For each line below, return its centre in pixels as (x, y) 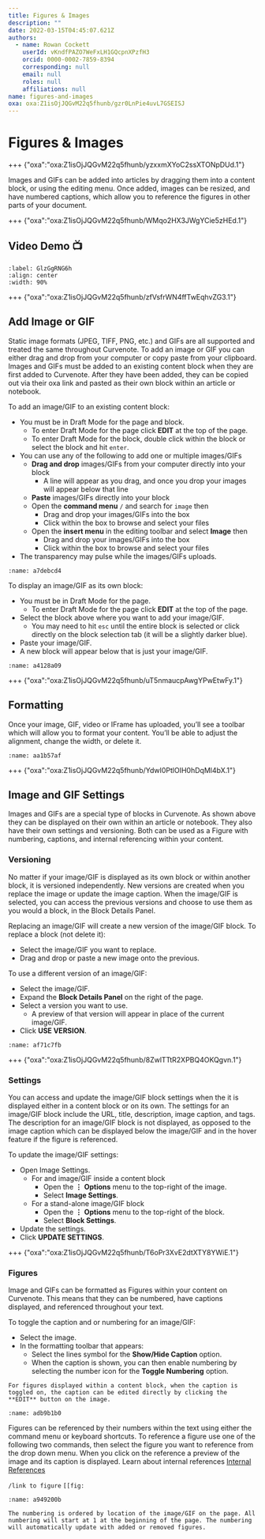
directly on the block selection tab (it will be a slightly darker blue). (139, 634)
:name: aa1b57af (35, 756)
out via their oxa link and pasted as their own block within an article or (122, 383)
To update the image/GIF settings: (63, 1154)
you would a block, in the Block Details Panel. (82, 911)
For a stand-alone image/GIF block (88, 1203)
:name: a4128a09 (35, 666)
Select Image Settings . (80, 1195)
